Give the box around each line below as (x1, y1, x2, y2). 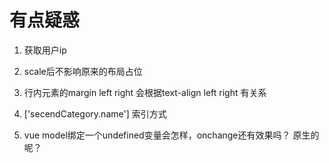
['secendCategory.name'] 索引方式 (23, 107, 167, 120)
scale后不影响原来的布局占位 (23, 65, 143, 77)
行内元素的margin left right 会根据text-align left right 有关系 (23, 86, 267, 98)
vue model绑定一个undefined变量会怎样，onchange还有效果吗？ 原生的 (23, 129, 320, 141)
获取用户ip (23, 44, 67, 56)
